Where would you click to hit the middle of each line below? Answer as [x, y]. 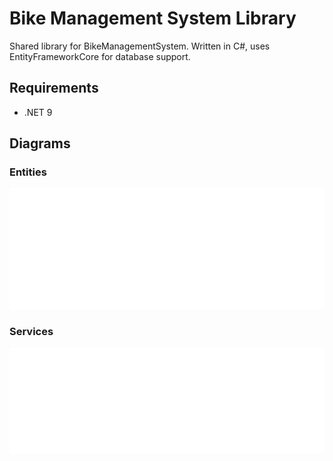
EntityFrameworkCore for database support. [100, 56]
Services [31, 332]
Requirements [54, 88]
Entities [28, 172]
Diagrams [40, 143]
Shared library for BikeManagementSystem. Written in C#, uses [140, 46]
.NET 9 [38, 112]
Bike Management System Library [153, 18]
